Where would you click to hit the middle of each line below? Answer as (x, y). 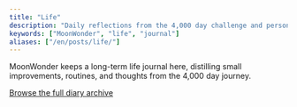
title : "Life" (35, 17)
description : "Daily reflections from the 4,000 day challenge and (136, 25)
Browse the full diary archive (61, 93)
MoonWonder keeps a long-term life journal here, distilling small (126, 67)
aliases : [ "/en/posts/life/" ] (65, 42)
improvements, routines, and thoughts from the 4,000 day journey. (130, 76)
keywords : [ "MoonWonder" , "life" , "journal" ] (94, 33)
